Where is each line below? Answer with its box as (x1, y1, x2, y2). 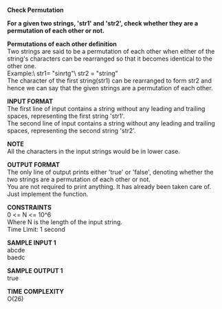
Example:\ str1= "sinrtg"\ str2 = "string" (7, 69, 118, 77)
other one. (7, 62, 36, 70)
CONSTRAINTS (7, 203, 52, 211)
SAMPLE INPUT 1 (7, 239, 56, 247)
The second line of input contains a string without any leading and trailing (7, 119, 215, 127)
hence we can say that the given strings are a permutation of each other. (7, 84, 213, 92)
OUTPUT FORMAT (7, 161, 60, 168)
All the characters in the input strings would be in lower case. (7, 148, 181, 155)
